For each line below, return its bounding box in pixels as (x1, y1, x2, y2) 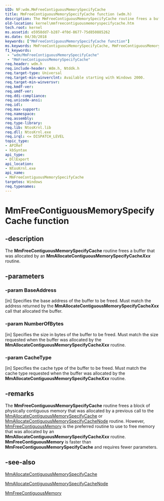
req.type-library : (5, 120, 42, 125)
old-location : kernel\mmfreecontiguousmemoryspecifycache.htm (5, 20, 134, 26)
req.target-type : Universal (5, 71, 62, 76)
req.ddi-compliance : (5, 93, 47, 98)
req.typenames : (5, 184, 36, 189)
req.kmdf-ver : (5, 84, 34, 89)
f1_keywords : (5, 48, 32, 53)
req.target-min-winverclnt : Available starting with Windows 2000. (5, 75, 145, 80)
